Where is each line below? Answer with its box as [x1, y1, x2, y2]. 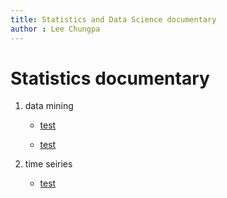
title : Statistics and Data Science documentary [10, 14, 217, 25]
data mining [24, 100, 74, 112]
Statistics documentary [10, 67, 210, 90]
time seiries [24, 158, 73, 170]
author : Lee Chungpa [10, 24, 101, 34]
